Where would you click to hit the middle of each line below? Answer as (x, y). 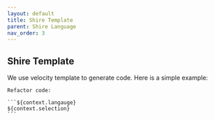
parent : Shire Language (42, 26)
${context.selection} (39, 109)
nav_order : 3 (26, 33)
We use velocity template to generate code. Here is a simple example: (107, 78)
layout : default (31, 14)
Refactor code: (29, 91)
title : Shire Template (40, 20)
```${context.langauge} (42, 103)
